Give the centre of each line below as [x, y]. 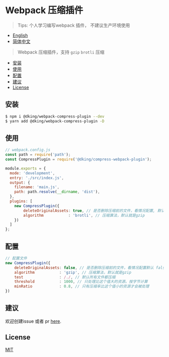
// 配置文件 [16, 258]
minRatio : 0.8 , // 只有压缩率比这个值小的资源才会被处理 [82, 286]
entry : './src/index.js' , [37, 178]
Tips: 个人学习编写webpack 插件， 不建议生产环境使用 [74, 25]
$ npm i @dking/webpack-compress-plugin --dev [55, 116]
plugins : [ [21, 201]
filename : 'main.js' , [37, 187]
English [20, 35]
